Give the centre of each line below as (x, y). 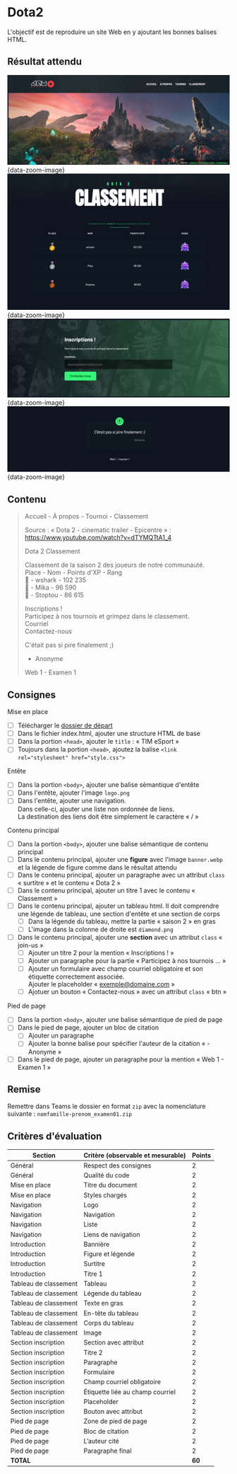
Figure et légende (109, 1254)
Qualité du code (107, 1175)
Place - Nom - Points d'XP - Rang (73, 572)
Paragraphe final (108, 1451)
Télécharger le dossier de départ (65, 725)
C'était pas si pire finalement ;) (69, 645)
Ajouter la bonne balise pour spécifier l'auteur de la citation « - (119, 1044)
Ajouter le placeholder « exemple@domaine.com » (101, 984)
